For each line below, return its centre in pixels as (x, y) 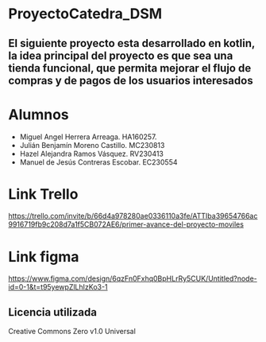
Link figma (44, 256)
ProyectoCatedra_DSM (85, 14)
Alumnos (39, 114)
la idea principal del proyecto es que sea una (121, 55)
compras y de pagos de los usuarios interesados (131, 80)
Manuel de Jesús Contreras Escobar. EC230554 (98, 162)
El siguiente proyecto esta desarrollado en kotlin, (132, 43)
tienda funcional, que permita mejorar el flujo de (130, 68)
